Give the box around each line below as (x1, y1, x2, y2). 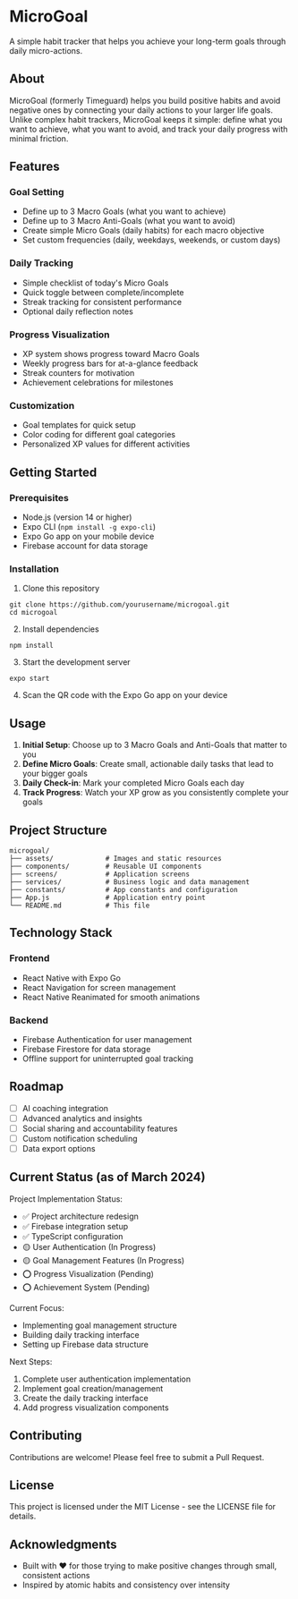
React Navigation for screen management (21, 982, 176, 992)
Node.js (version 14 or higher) (21, 512, 132, 523)
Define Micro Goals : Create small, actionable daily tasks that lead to (21, 759, 275, 770)
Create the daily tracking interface (21, 1392, 149, 1403)
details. (9, 1510, 37, 1522)
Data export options (21, 1143, 96, 1153)
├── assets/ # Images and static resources (9, 854, 222, 863)
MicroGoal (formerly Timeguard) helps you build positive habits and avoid (9, 95, 281, 106)
